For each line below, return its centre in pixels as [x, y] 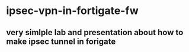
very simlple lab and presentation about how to [95, 32]
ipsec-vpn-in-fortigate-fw [72, 11]
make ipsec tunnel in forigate [61, 41]
